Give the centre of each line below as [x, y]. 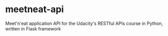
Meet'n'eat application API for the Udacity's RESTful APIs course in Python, [84, 23]
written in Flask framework [33, 28]
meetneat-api [35, 9]
